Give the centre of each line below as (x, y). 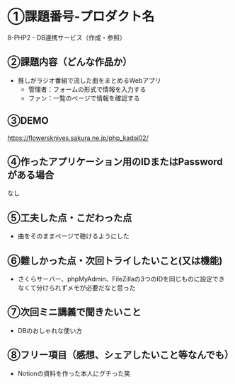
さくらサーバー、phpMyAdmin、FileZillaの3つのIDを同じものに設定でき (121, 279)
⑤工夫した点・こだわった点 (70, 217)
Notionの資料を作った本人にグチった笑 (74, 373)
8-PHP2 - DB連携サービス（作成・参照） (67, 37)
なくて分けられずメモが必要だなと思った (76, 288)
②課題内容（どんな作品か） (70, 62)
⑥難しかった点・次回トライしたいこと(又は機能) (115, 261)
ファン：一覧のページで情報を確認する (84, 98)
